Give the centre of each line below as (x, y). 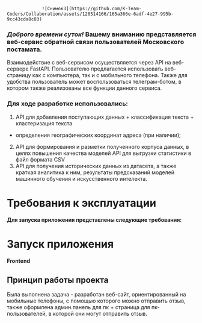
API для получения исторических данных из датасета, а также (96, 166)
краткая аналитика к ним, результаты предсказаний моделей (95, 172)
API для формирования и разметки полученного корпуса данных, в (102, 146)
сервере (18, 69)
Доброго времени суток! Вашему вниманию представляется (102, 34)
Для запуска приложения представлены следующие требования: (94, 219)
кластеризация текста (44, 123)
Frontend (19, 261)
